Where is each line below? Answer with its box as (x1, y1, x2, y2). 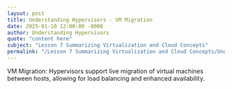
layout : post (7, 10, 45, 17)
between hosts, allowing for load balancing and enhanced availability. (7, 74, 205, 82)
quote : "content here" (7, 36, 72, 42)
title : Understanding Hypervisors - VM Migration (7, 16, 153, 23)
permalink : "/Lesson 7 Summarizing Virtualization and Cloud (7, 49, 187, 55)
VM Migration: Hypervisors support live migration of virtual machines (7, 66, 204, 75)
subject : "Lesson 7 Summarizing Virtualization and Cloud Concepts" (7, 42, 209, 49)
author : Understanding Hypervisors (7, 29, 110, 36)
